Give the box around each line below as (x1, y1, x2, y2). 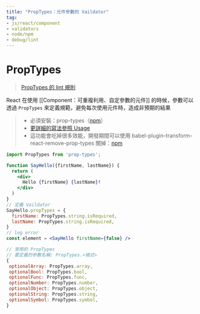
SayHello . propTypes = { (6, 207, 66, 213)
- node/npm (6, 31, 34, 37)
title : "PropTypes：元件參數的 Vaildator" (6, 8, 109, 15)
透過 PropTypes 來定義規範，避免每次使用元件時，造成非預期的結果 (6, 104, 171, 111)
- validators (6, 25, 39, 32)
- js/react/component (6, 20, 61, 26)
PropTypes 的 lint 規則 (20, 83, 76, 91)
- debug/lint (6, 37, 39, 43)
